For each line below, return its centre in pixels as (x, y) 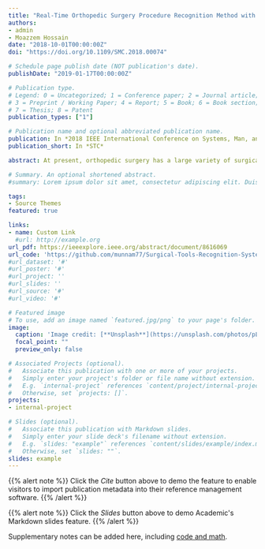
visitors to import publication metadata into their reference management (125, 489)
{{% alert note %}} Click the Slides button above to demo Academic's (121, 513)
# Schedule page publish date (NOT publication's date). (104, 67)
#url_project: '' (37, 277)
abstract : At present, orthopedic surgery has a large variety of (119, 160)
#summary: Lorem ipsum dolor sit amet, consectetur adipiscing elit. (125, 182)
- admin (21, 30)
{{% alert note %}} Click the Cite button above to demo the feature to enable (132, 481)
